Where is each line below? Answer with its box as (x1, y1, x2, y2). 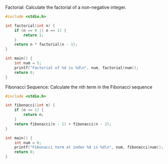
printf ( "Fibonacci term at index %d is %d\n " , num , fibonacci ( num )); (14, 145, 164, 150)
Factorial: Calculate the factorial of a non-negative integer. (5, 5, 127, 10)
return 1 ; (23, 32, 44, 37)
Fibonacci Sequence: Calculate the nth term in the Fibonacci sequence (5, 84, 153, 90)
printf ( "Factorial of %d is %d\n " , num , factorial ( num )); (14, 65, 139, 70)
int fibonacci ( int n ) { (5, 103, 55, 108)
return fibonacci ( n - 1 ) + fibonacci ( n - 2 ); (14, 121, 112, 127)
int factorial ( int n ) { (5, 23, 55, 28)
